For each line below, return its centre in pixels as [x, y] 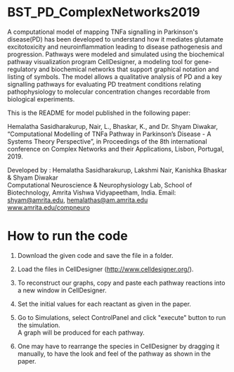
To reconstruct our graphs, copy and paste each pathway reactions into [121, 283]
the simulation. [39, 325]
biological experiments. [41, 99]
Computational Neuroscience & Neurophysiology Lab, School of [100, 185]
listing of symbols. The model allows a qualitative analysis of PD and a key [115, 76]
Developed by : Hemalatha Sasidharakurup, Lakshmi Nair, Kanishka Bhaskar [117, 170]
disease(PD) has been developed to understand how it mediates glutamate [115, 39]
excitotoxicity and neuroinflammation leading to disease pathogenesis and [115, 46]
